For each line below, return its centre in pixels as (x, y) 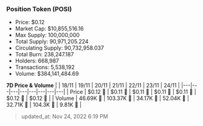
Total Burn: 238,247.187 (44, 55)
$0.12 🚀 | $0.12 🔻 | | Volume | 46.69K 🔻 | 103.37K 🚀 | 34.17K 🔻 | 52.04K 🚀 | (98, 98)
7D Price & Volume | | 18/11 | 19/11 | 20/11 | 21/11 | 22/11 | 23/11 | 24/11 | (93, 85)
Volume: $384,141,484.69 (47, 74)
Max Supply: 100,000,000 (47, 35)
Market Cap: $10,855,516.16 (49, 28)
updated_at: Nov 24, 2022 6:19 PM (64, 116)
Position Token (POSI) (39, 9)
